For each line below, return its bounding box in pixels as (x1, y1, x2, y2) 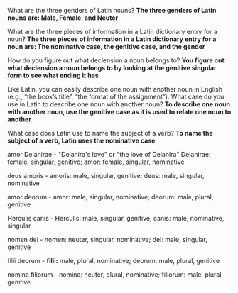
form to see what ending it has (7, 71, 99, 79)
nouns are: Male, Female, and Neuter (7, 13, 119, 22)
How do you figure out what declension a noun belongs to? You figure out (7, 56, 225, 65)
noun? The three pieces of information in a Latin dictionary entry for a (7, 35, 217, 43)
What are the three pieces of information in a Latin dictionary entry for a (7, 28, 218, 35)
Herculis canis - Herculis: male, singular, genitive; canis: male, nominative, (7, 214, 225, 222)
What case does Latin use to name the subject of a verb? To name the (7, 129, 213, 137)
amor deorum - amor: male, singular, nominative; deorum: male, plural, (7, 193, 214, 201)
